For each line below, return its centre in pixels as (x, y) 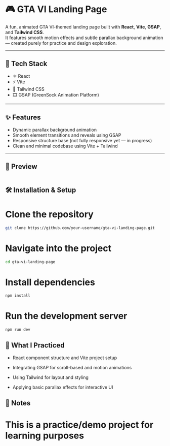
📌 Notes (18, 403)
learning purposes (45, 436)
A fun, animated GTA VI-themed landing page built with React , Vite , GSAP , (83, 27)
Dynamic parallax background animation (55, 130)
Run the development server (66, 316)
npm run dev (18, 330)
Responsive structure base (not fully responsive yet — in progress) (82, 140)
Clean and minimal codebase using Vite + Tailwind (65, 146)
